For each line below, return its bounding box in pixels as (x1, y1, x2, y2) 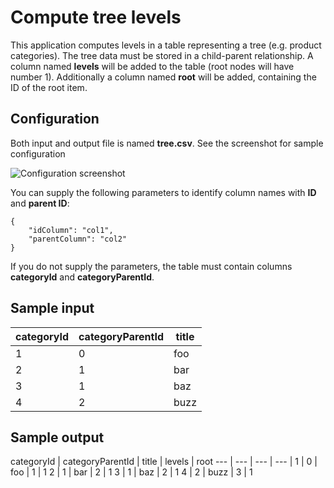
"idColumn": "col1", (28, 225, 114, 235)
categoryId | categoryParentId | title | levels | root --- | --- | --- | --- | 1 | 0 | (10, 456, 318, 468)
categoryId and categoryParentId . (10, 271, 155, 283)
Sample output (10, 429, 105, 446)
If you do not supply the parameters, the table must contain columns (10, 260, 293, 272)
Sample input (10, 300, 95, 317)
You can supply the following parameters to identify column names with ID (10, 186, 317, 198)
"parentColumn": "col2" (28, 234, 128, 244)
